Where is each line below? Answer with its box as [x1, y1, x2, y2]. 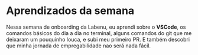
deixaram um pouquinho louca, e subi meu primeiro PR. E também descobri [6, 36, 190, 43]
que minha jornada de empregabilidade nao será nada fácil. [6, 42, 151, 49]
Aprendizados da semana [6, 4, 135, 18]
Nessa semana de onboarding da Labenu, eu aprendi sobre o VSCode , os [6, 23, 186, 30]
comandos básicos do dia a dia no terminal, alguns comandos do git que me [6, 29, 192, 36]
